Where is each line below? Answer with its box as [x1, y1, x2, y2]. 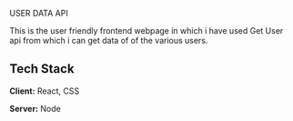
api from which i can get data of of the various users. [9, 35, 208, 45]
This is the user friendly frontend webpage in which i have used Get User [9, 25, 284, 35]
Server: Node [9, 103, 61, 114]
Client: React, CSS [9, 86, 80, 96]
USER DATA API [9, 8, 68, 18]
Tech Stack [9, 61, 75, 76]
